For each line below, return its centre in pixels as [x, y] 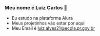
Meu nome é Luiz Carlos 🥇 [36, 8]
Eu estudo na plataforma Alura [42, 18]
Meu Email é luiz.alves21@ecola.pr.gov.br [53, 28]
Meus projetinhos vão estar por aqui [48, 23]
